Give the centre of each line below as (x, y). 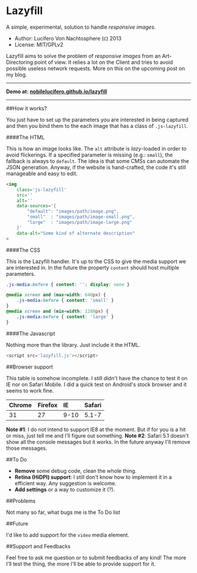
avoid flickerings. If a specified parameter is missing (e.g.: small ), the (89, 155)
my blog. (17, 74)
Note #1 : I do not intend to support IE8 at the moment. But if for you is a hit (96, 429)
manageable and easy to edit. (42, 173)
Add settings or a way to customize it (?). (65, 489)
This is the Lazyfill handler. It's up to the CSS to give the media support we (96, 261)
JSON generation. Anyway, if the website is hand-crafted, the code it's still (96, 167)
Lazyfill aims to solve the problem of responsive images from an (84, 56)
